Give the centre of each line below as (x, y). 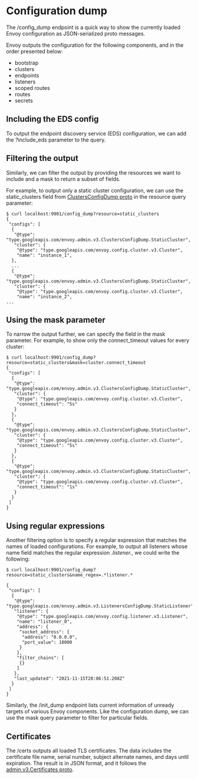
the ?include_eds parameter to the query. (56, 140)
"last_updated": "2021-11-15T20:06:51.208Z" (70, 679)
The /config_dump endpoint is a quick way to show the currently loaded (93, 27)
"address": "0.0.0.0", (49, 638)
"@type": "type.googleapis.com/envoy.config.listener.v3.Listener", (103, 617)
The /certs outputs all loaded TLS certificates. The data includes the (89, 751)
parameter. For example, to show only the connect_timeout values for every (98, 340)
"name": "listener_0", (44, 622)
